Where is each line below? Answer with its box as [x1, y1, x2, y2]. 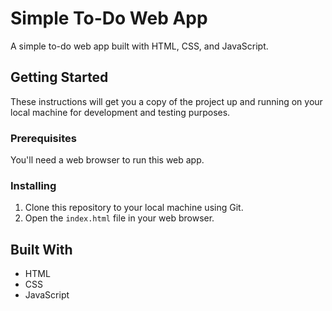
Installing [10, 178, 57, 192]
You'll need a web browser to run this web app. [10, 154, 205, 166]
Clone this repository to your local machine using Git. [24, 202, 244, 214]
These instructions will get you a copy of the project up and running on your [10, 95, 323, 107]
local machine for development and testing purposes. [10, 106, 231, 118]
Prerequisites [10, 131, 77, 145]
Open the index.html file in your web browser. [24, 212, 215, 224]
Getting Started [10, 69, 109, 86]
